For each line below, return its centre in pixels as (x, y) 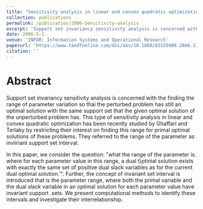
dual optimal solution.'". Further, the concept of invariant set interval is (93, 173)
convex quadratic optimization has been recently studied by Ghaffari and (97, 123)
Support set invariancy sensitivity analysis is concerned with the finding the (100, 98)
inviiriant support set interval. (43, 143)
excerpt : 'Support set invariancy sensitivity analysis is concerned (96, 29)
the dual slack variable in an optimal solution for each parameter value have (100, 186)
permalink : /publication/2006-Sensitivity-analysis (72, 23)
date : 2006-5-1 (25, 34)
